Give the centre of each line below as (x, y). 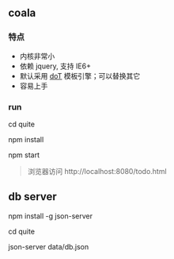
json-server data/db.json (49, 246)
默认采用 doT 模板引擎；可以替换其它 (80, 75)
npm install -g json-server (51, 216)
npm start (24, 155)
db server (32, 197)
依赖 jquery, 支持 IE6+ (55, 66)
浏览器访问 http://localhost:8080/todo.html (97, 171)
